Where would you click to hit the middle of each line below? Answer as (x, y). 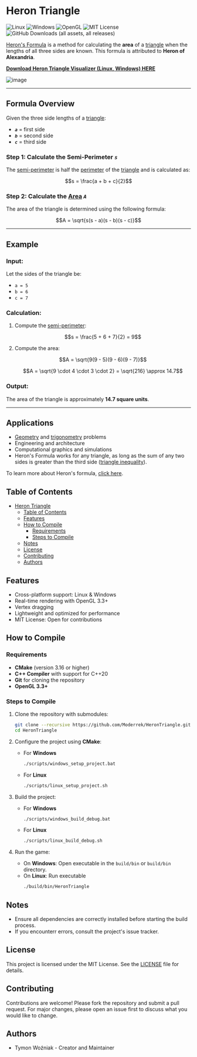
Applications (30, 423)
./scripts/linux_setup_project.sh (65, 785)
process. (25, 925)
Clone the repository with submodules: (61, 714)
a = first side (30, 129)
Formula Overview (40, 104)
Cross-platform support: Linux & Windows (65, 595)
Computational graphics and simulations (63, 449)
